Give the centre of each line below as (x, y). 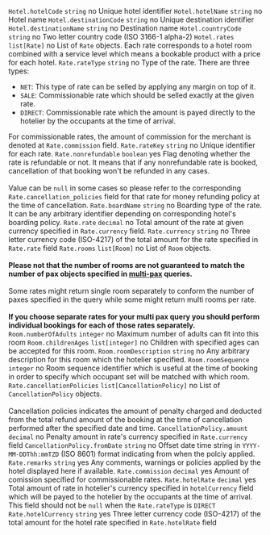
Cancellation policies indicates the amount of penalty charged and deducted (135, 411)
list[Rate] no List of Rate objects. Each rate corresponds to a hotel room (130, 45)
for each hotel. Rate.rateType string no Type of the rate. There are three (129, 63)
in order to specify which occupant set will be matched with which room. (129, 376)
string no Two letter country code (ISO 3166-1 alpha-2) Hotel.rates (121, 37)
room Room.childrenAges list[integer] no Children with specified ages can (134, 342)
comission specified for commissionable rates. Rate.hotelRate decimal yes (132, 479)
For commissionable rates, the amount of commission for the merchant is (130, 136)
